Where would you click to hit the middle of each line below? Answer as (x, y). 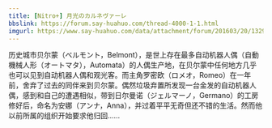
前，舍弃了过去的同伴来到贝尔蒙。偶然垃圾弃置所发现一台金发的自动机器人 (132, 85)
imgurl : (21, 31)
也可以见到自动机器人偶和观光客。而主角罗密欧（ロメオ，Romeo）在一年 (130, 75)
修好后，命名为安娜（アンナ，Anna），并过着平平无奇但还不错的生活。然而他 (136, 105)
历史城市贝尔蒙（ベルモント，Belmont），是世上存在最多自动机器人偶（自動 (134, 55)
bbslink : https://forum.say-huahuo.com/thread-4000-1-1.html (114, 23)
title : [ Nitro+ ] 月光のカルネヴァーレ (68, 16)
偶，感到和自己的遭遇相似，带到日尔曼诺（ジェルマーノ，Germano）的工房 (134, 96)
